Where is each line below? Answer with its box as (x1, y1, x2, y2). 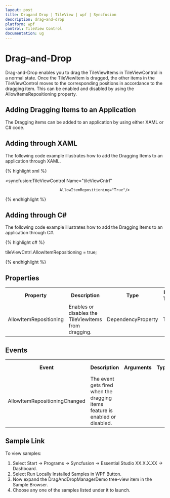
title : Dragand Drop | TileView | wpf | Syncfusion (5, 12, 116, 17)
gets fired (90, 382, 113, 389)
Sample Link (5, 437, 45, 445)
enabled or (90, 413, 116, 420)
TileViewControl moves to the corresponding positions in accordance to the (5, 80, 163, 86)
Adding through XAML (5, 139, 77, 148)
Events (5, 346, 28, 354)
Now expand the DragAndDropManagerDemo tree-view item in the (12, 476, 152, 482)
